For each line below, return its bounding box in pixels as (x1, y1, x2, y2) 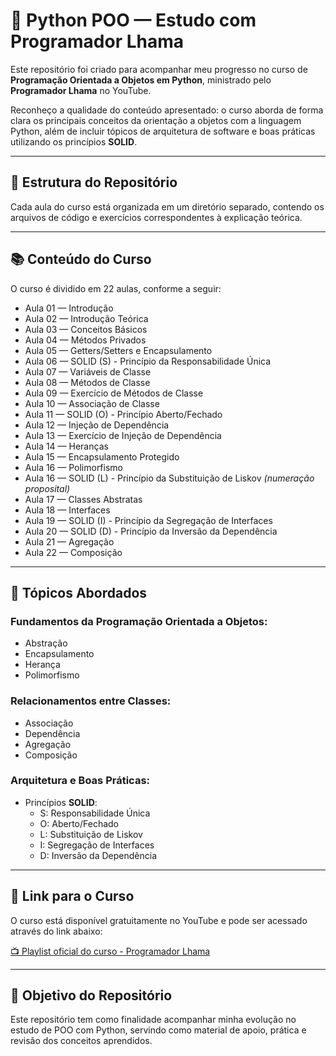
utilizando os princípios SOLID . (10, 135, 138, 148)
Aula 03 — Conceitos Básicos (24, 323, 148, 335)
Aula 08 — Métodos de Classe (24, 376, 151, 388)
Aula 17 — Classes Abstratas (24, 493, 143, 505)
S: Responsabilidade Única (39, 807, 151, 819)
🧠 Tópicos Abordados (10, 584, 148, 601)
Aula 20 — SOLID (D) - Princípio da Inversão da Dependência (24, 525, 278, 537)
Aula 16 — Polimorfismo (24, 461, 123, 473)
